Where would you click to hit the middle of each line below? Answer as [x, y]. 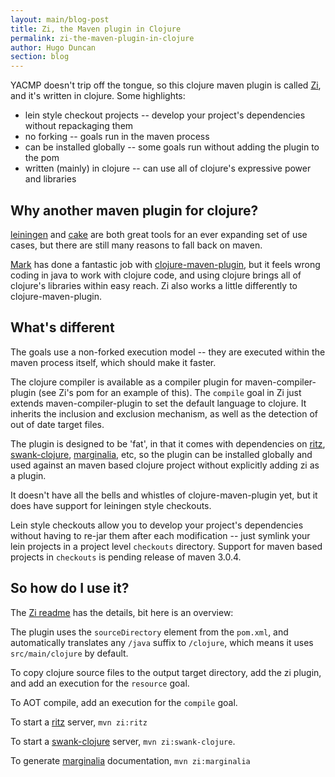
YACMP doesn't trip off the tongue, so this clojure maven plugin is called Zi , [166, 85]
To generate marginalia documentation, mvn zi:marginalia [130, 760]
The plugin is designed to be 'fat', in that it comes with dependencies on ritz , [168, 443]
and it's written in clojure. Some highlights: [98, 96]
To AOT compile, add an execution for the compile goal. [124, 702]
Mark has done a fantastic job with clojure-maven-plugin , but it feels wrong [165, 264]
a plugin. [28, 475]
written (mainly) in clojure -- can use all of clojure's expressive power [168, 168]
